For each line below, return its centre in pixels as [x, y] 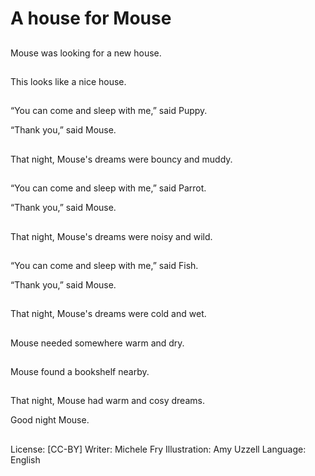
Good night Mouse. [50, 420]
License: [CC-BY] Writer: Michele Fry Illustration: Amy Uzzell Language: [158, 449]
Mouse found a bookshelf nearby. [80, 372]
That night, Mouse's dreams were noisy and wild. [111, 236]
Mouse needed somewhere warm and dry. [97, 343]
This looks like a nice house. [68, 81]
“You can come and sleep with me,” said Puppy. [109, 111]
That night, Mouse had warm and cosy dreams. [107, 401]
